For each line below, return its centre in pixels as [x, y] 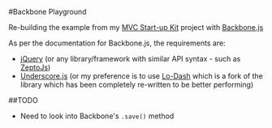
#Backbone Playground [47, 12]
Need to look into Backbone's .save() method [97, 116]
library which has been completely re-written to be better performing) [137, 85]
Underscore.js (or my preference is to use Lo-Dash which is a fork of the [142, 76]
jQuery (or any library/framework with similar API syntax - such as [130, 59]
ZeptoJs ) [35, 67]
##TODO [23, 100]
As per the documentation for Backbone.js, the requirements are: [117, 43]
